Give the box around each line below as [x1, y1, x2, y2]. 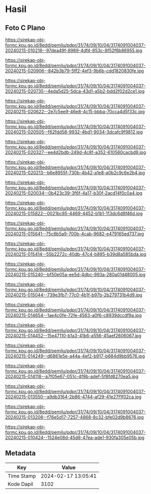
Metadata [5, 449, 36, 457]
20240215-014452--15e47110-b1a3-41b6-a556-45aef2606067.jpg [5, 333, 142, 339]
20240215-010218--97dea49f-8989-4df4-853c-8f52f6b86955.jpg [5, 48, 143, 53]
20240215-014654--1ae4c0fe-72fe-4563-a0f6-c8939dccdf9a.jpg [5, 312, 142, 318]
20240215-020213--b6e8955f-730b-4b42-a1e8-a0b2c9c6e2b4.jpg [5, 170, 146, 176]
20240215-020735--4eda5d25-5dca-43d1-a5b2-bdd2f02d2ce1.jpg [5, 88, 145, 94]
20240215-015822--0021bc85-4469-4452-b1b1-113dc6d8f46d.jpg [5, 211, 143, 216]
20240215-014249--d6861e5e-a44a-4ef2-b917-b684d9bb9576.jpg [5, 353, 146, 359]
